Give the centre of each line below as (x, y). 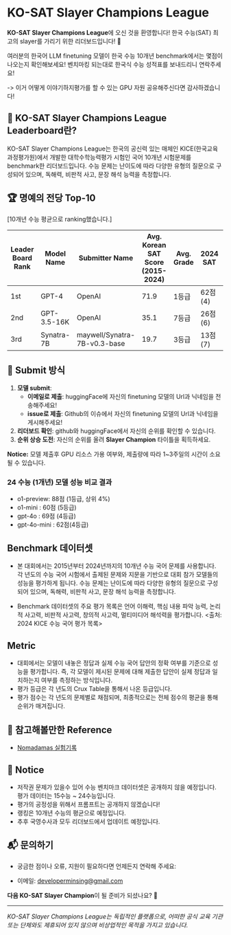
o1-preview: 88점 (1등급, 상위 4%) (64, 498)
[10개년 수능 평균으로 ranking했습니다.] (60, 219)
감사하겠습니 (204, 87)
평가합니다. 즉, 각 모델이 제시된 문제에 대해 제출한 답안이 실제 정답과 (120, 672)
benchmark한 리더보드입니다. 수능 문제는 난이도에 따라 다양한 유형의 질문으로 (111, 166)
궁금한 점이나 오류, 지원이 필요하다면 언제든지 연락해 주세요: (97, 866)
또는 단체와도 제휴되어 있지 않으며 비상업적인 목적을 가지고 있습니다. (98, 925)
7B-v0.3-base (101, 343)
